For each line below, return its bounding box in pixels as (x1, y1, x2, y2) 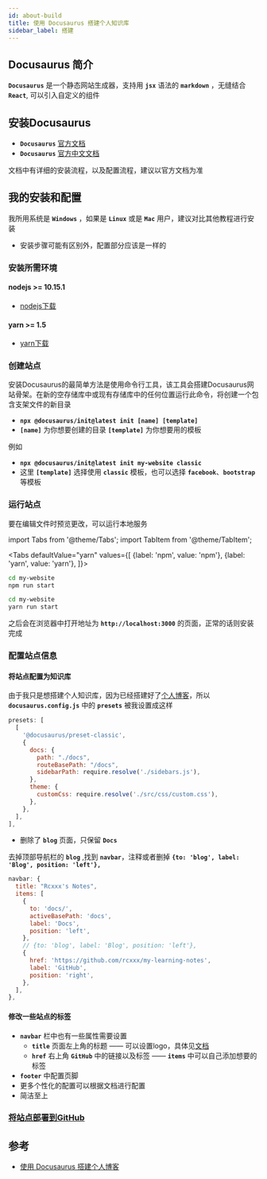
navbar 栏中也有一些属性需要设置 (19, 1031, 127, 1041)
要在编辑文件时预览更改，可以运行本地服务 (8, 519, 148, 528)
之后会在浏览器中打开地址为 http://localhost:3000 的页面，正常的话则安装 (8, 618, 254, 628)
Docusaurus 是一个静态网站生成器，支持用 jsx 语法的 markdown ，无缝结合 (8, 80, 246, 90)
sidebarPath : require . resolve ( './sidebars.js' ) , (37, 768, 201, 776)
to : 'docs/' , (29, 905, 73, 912)
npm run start (8, 582, 56, 589)
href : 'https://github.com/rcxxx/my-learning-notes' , (29, 956, 212, 965)
